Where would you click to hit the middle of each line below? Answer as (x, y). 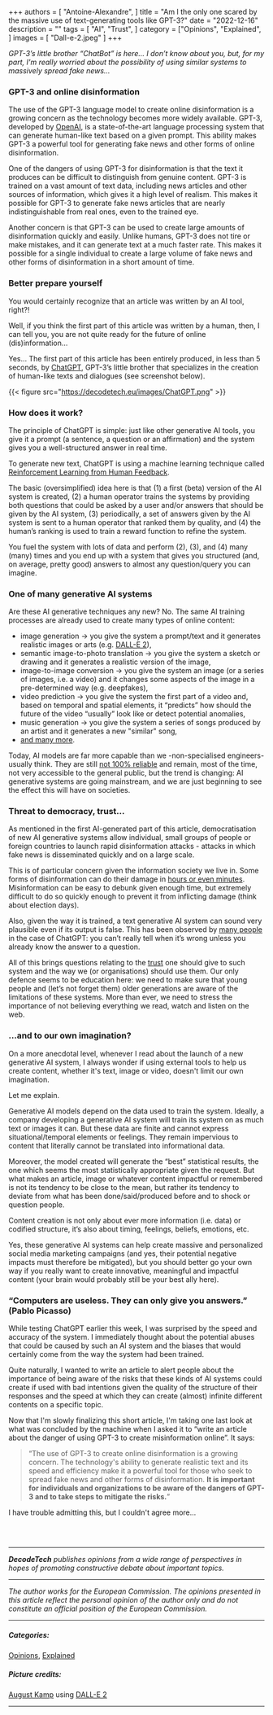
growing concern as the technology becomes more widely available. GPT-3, (135, 118)
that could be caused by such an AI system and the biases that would (125, 1345)
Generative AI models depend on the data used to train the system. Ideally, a (136, 1111)
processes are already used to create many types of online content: (122, 620)
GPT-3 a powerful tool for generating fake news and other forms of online (132, 144)
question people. (37, 1205)
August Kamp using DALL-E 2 (58, 1694)
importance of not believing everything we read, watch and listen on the (129, 1006)
